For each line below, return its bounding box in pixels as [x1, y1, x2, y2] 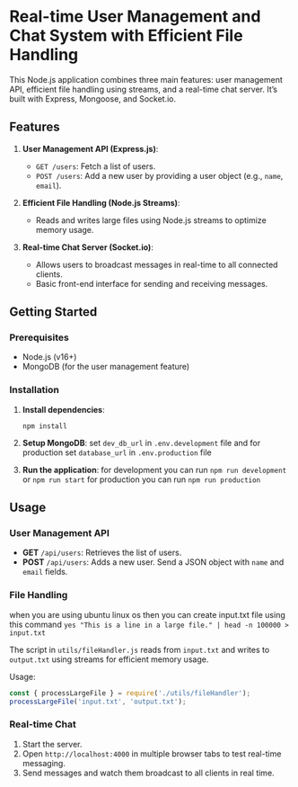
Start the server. [22, 738, 83, 749]
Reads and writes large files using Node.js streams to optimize [35, 214, 267, 226]
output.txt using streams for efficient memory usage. [9, 654, 209, 665]
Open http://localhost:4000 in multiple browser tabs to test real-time [22, 748, 282, 759]
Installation [9, 384, 60, 397]
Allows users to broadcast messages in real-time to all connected [35, 259, 278, 270]
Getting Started [9, 304, 98, 320]
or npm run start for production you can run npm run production [22, 474, 261, 485]
